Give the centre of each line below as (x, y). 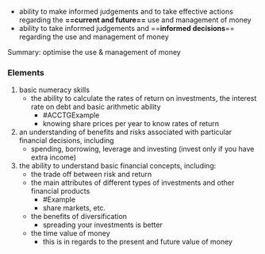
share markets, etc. (74, 208)
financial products (60, 191)
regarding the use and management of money (94, 37)
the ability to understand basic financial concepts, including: (117, 166)
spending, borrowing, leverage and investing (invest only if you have (142, 149)
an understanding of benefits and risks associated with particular (125, 132)
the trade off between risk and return (91, 175)
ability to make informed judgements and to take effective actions (126, 12)
